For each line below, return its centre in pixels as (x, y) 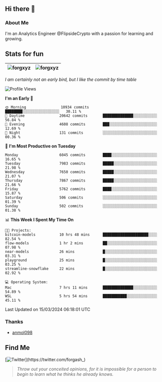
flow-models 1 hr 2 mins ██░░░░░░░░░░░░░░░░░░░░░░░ (81, 243)
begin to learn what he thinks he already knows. (65, 374)
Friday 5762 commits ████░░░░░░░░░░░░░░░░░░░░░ (81, 189)
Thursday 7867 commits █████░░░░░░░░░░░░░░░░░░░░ (81, 181)
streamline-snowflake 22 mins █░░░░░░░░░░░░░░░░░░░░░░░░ (81, 269)
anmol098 (22, 332)
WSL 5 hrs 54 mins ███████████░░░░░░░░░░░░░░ (81, 296)
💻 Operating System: (27, 282)
